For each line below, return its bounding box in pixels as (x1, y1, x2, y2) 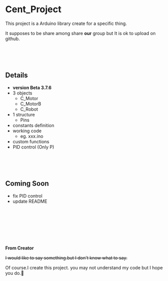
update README (12, 198, 47, 204)
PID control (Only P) (12, 144, 54, 150)
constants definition (12, 122, 55, 128)
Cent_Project (5, 4, 62, 15)
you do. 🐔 (5, 270, 24, 276)
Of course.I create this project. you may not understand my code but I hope (5, 264, 163, 270)
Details (5, 71, 28, 80)
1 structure (12, 111, 36, 117)
